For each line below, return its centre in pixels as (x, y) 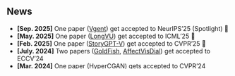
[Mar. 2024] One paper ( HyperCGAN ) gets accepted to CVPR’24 (111, 65)
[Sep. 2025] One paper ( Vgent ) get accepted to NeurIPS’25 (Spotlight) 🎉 (122, 28)
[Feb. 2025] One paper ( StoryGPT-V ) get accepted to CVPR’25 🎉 (111, 43)
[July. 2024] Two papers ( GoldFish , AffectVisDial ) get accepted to (114, 51)
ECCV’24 (30, 58)
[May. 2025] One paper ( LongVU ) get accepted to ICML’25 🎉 (106, 36)
